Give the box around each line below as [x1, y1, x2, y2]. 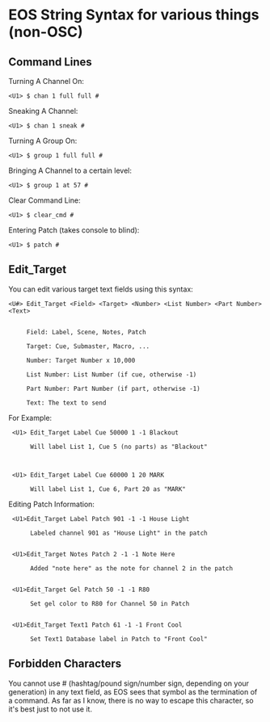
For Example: [8, 413, 53, 422]
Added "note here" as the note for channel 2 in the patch [29, 564, 233, 573]
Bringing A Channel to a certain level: [8, 166, 132, 175]
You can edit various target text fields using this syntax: [8, 284, 194, 294]
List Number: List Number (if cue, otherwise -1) [26, 370, 197, 379]
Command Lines [8, 55, 93, 69]
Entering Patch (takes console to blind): [8, 225, 140, 235]
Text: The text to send [26, 398, 107, 407]
